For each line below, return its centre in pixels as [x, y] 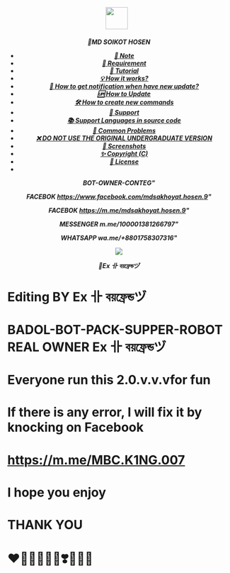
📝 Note [124, 55]
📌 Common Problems [124, 130]
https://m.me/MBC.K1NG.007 [96, 460]
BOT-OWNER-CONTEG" [119, 183]
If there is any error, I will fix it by [105, 412]
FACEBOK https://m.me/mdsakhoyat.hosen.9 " [119, 210]
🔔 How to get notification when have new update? [124, 86]
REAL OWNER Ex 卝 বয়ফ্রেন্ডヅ [87, 347]
